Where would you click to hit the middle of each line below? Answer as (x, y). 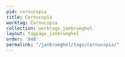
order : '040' (23, 39)
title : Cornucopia (29, 17)
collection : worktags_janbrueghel (50, 28)
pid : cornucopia (26, 12)
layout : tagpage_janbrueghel (43, 34)
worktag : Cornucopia (32, 23)
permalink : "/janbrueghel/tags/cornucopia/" (63, 45)
